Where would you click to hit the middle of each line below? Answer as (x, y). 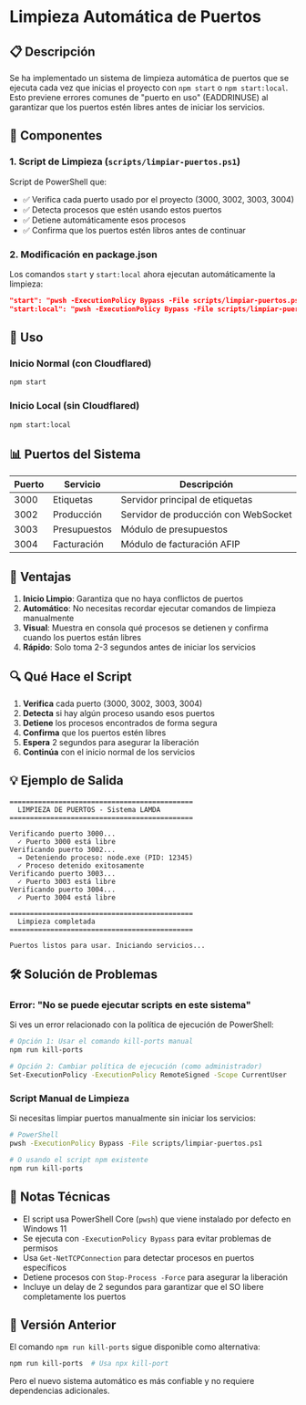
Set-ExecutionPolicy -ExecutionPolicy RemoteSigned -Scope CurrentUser (148, 1075)
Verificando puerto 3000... (63, 833)
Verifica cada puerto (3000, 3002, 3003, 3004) (112, 703)
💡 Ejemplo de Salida (67, 781)
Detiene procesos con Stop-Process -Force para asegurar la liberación (155, 1277)
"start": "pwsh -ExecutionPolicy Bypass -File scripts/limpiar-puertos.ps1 (156, 300)
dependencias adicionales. (60, 1391)
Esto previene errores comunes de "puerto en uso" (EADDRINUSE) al (139, 97)
